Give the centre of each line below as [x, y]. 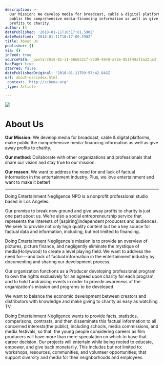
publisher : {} [20, 46]
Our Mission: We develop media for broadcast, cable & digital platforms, [78, 137]
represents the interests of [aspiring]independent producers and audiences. [82, 221]
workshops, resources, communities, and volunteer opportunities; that [76, 352]
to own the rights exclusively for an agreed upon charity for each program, [80, 276]
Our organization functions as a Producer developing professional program [80, 271]
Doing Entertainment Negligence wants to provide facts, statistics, [72, 316]
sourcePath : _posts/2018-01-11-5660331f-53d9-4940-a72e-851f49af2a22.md [81, 59]
